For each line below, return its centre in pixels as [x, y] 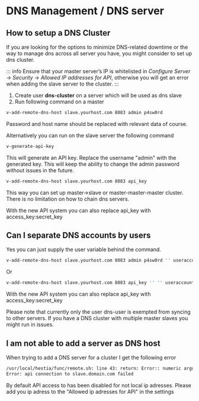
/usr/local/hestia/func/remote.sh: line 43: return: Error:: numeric [94, 368]
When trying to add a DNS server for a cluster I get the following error [91, 357]
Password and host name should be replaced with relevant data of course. [97, 124]
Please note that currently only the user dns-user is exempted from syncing [98, 312]
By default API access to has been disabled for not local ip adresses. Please [99, 385]
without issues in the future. [40, 170]
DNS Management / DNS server [85, 11]
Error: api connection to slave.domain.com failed [70, 374]
